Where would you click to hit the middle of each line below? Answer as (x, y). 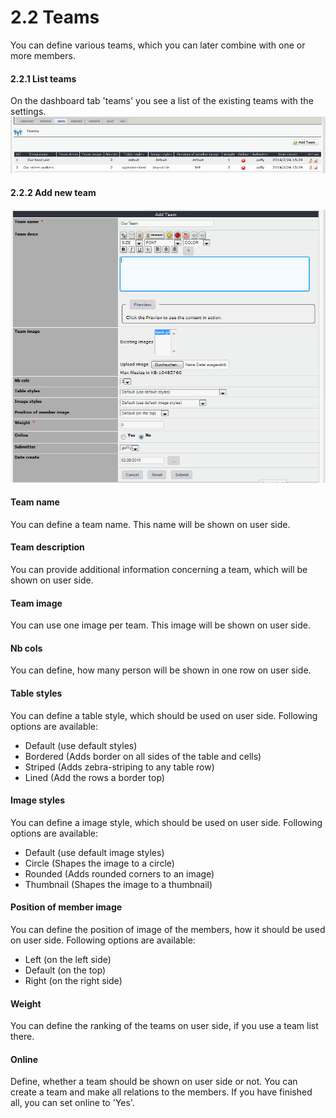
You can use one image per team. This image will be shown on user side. (160, 625)
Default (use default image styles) (94, 852)
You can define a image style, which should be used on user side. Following (166, 822)
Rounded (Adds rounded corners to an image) (119, 873)
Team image (36, 603)
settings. (28, 112)
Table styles (36, 693)
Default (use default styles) (81, 745)
